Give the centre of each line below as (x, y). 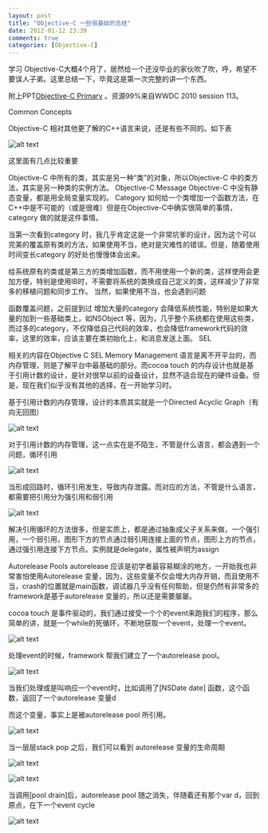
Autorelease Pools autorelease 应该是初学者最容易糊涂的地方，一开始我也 (129, 567)
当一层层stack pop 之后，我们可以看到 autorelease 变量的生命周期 (117, 748)
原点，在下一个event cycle (52, 805)
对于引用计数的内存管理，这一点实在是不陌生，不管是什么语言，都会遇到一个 (134, 444)
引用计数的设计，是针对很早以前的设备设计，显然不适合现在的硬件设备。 (134, 375)
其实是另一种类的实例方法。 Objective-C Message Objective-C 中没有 (136, 188)
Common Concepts (40, 112)
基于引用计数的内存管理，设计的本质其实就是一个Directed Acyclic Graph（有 (134, 402)
